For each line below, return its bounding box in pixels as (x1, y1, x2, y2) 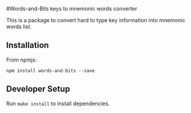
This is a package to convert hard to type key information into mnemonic (6, 17, 186, 23)
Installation (6, 40, 49, 50)
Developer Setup (6, 84, 71, 94)
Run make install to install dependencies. (6, 100, 110, 107)
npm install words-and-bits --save (6, 68, 95, 74)
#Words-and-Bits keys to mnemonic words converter (6, 5, 138, 12)
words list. (6, 23, 32, 30)
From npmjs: (6, 56, 37, 63)
